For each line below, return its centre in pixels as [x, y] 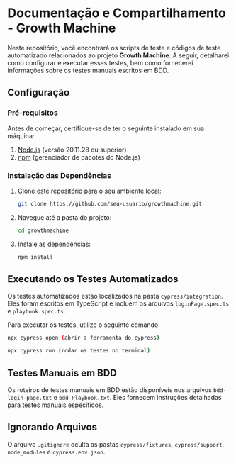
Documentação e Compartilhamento [117, 13]
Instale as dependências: [54, 244]
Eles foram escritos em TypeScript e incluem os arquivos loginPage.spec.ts [118, 303]
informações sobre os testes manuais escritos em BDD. [88, 70]
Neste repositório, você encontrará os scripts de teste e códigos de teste [114, 48]
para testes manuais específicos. [56, 405]
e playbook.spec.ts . [36, 311]
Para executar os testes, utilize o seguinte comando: [84, 325]
